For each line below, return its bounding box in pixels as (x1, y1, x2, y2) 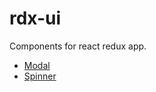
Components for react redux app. (9, 40, 147, 52)
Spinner (23, 70, 57, 82)
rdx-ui (9, 7, 62, 30)
